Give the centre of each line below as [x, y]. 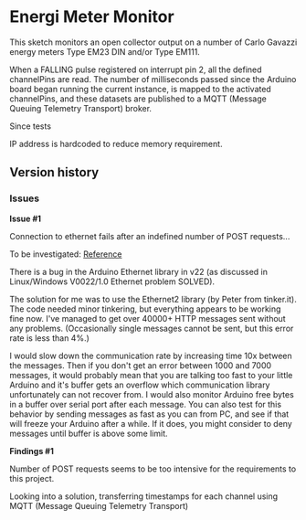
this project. [32, 478]
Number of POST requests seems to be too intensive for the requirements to [153, 469]
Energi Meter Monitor [92, 17]
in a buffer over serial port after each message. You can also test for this [145, 404]
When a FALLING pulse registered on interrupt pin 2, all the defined [136, 69]
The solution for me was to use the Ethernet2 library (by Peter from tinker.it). [153, 299]
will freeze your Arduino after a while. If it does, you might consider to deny [151, 423]
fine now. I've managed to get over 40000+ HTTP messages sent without [148, 318]
